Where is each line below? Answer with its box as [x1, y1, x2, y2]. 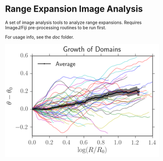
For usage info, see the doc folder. [5, 34, 74, 40]
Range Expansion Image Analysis [5, 3, 143, 15]
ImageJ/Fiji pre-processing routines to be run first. [5, 24, 106, 30]
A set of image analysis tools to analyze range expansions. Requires [5, 19, 142, 25]
